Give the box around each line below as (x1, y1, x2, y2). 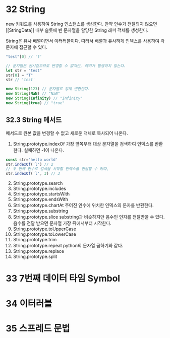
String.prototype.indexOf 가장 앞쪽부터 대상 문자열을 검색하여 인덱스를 (13, 141, 154, 147)
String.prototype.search (13, 180, 63, 186)
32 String (6, 4, 46, 15)
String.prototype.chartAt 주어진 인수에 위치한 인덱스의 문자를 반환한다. (13, 202, 154, 209)
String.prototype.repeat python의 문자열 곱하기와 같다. (13, 243, 124, 249)
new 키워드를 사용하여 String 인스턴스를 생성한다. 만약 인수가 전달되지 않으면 (6, 21, 157, 27)
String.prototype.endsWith (13, 196, 69, 202)
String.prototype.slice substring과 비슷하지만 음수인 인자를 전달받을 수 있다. (13, 214, 165, 220)
